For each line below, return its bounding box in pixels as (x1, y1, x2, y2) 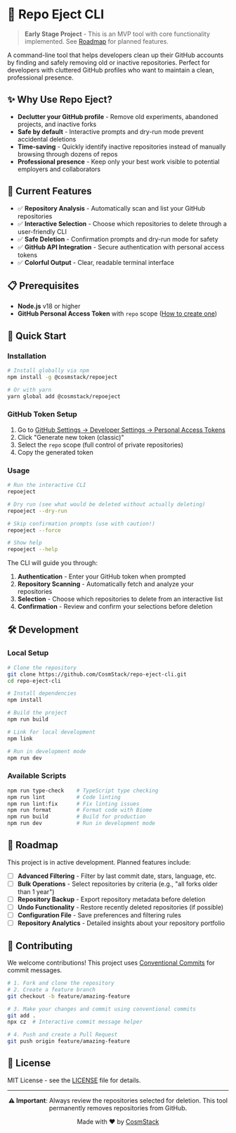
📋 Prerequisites (7, 280, 79, 292)
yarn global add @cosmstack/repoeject (7, 392, 121, 400)
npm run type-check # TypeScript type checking (7, 787, 159, 794)
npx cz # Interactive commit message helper (7, 1018, 143, 1026)
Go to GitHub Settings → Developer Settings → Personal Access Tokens (17, 426, 226, 434)
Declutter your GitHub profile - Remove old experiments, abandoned (17, 112, 218, 120)
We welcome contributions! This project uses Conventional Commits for (7, 958, 216, 967)
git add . (7, 1012, 37, 1019)
